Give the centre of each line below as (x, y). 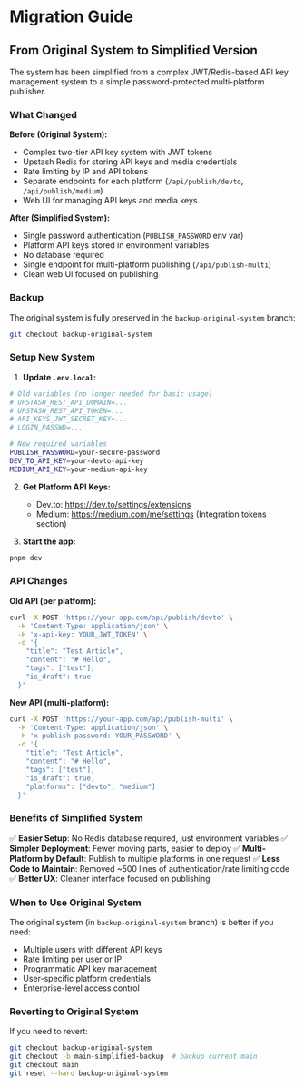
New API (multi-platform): (59, 702)
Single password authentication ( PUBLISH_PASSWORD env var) (133, 236)
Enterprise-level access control (81, 988)
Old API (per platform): (53, 600)
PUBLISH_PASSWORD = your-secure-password (85, 453)
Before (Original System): (59, 134)
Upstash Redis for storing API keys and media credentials (130, 162)
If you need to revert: (49, 1032)
